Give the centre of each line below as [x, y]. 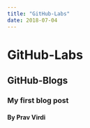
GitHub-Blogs [38, 81]
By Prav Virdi [27, 117]
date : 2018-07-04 [32, 20]
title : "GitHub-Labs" [39, 14]
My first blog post [38, 100]
